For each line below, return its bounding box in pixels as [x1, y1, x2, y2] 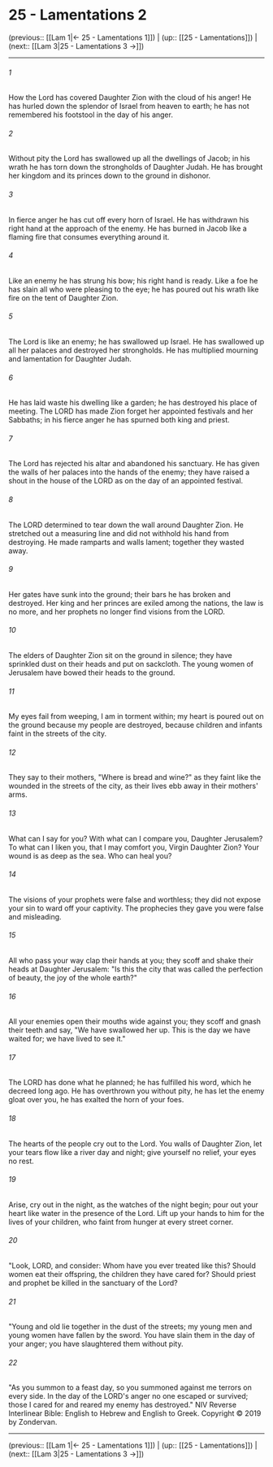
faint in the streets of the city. [8, 729, 107, 738]
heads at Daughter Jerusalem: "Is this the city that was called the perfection [8, 964, 263, 974]
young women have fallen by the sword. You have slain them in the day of [8, 1331, 255, 1340]
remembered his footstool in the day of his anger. [8, 110, 173, 119]
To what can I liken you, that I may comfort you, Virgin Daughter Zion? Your [8, 842, 260, 852]
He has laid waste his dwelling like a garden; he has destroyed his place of [8, 398, 258, 408]
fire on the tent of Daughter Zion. [8, 292, 119, 302]
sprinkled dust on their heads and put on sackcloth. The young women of [8, 659, 254, 669]
